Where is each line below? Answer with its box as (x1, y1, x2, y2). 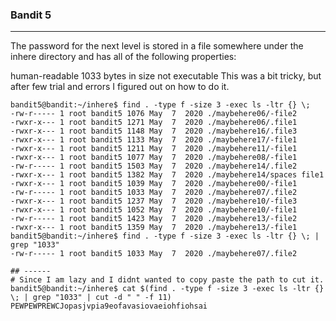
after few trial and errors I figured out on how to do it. (10, 81, 230, 93)
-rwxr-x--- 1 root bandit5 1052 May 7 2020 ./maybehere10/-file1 (10, 205, 298, 215)
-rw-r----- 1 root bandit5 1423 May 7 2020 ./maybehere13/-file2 (10, 214, 298, 224)
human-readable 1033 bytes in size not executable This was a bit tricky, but (10, 70, 322, 82)
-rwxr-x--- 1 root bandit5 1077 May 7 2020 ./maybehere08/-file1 (10, 153, 298, 163)
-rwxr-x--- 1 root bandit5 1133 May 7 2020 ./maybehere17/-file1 (10, 135, 298, 145)
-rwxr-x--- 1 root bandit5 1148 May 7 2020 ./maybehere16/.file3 (10, 126, 298, 137)
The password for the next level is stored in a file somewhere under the (10, 40, 304, 52)
